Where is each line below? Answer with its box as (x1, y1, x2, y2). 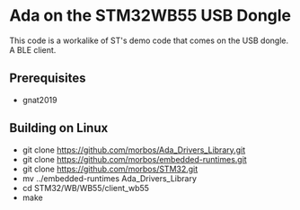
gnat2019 (22, 94, 57, 105)
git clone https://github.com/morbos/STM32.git (22, 163, 199, 174)
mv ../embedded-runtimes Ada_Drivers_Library (22, 172, 198, 184)
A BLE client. (9, 44, 57, 55)
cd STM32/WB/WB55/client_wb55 (22, 182, 150, 193)
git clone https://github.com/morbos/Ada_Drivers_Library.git (22, 144, 246, 155)
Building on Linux (9, 120, 109, 136)
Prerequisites (9, 71, 86, 86)
